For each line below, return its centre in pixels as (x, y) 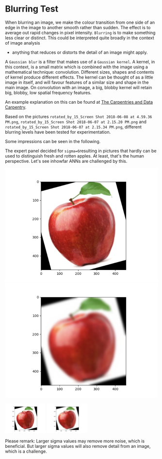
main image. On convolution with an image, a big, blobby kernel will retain (79, 87)
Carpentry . (16, 107)
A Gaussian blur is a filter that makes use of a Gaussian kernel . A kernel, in (80, 62)
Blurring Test (32, 9)
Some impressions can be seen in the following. (53, 141)
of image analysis (23, 43)
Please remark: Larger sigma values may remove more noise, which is (75, 441)
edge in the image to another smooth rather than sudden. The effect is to (78, 27)
